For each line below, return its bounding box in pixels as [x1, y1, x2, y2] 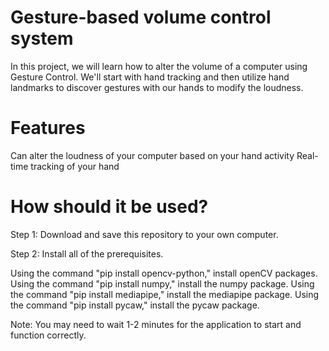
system [10, 27, 74, 50]
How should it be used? [10, 196, 209, 218]
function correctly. [10, 329, 87, 341]
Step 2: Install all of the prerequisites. [10, 247, 164, 260]
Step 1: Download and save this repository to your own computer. [10, 228, 279, 240]
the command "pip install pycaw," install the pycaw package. [10, 299, 260, 311]
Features [10, 117, 86, 140]
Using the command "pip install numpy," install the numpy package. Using [10, 277, 315, 290]
